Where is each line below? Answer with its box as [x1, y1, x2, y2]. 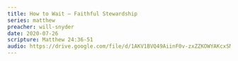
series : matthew [7, 17, 55, 24]
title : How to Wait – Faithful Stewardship [7, 10, 138, 18]
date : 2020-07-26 [7, 29, 59, 37]
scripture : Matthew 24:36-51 [7, 36, 93, 43]
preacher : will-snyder [7, 23, 74, 30]
